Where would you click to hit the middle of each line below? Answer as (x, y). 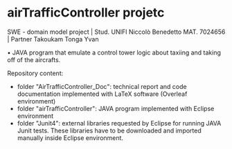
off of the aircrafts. (34, 59)
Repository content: (35, 73)
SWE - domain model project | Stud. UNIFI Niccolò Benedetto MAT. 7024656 (116, 32)
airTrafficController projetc (86, 13)
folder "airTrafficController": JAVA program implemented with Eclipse (116, 108)
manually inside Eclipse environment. (70, 138)
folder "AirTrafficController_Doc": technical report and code (102, 86)
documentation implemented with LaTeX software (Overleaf (102, 94)
